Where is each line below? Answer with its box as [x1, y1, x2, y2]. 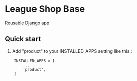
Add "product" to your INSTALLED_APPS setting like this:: [12, 48, 132, 54]
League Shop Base [5, 3, 85, 15]
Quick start [5, 35, 41, 43]
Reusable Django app [5, 20, 50, 26]
